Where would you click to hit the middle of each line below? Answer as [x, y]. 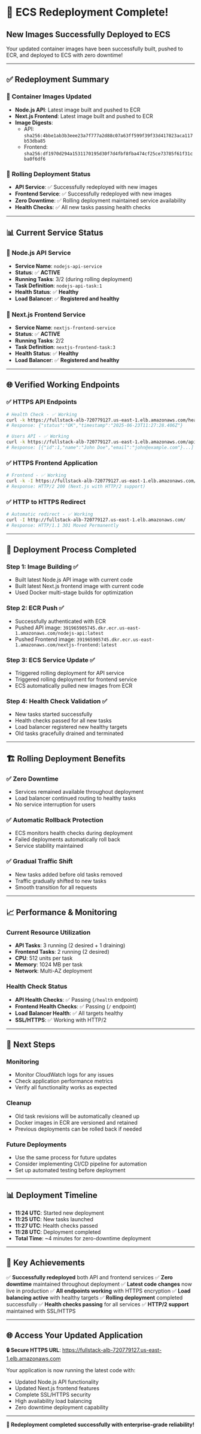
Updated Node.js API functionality [57, 1382]
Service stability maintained [49, 846]
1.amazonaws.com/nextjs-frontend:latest [66, 645]
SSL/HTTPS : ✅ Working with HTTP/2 [61, 1020]
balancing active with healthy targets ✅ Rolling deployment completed [95, 1297]
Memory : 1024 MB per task [48, 965]
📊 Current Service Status [55, 233]
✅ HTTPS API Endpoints [42, 402]
